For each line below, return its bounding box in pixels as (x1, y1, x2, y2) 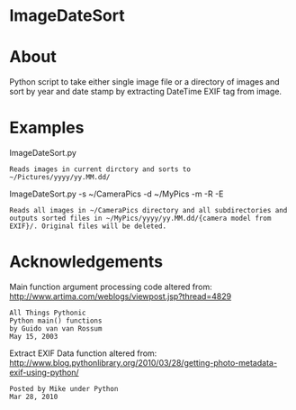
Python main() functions (9, 316, 103, 325)
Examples (9, 118, 85, 138)
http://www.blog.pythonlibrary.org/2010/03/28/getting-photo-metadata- (9, 358, 277, 368)
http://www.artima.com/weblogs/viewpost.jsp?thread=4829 (9, 291, 232, 302)
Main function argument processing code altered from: (9, 281, 213, 292)
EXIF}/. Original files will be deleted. (9, 222, 167, 231)
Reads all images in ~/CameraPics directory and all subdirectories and (9, 206, 288, 215)
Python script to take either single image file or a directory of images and (9, 77, 281, 87)
